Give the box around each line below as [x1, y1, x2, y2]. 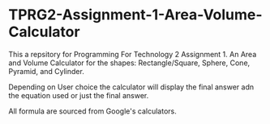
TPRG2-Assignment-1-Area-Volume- [8, 6, 263, 24]
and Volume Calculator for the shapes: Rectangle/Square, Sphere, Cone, [8, 58, 251, 68]
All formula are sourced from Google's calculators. [8, 106, 177, 116]
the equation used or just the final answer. [8, 90, 149, 100]
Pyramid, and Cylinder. [8, 66, 85, 76]
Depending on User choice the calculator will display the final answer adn [8, 82, 255, 92]
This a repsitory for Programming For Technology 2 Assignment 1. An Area [8, 49, 257, 59]
